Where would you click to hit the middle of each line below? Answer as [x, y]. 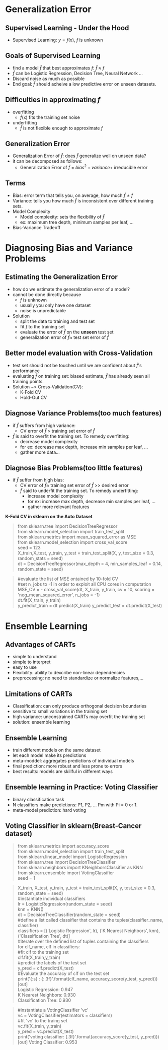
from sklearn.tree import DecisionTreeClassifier [66, 862]
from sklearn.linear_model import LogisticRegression [72, 857]
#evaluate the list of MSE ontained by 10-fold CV [68, 579]
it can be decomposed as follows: [48, 161]
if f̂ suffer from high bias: [38, 480]
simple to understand [34, 657]
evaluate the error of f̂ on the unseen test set [67, 332]
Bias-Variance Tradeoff [36, 227]
